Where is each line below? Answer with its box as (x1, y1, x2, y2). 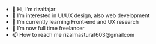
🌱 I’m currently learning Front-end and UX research (11, 18, 139, 25)
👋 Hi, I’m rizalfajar (11, 6, 56, 12)
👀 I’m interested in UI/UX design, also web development (11, 12, 150, 19)
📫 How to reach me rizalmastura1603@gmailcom (11, 32, 135, 38)
